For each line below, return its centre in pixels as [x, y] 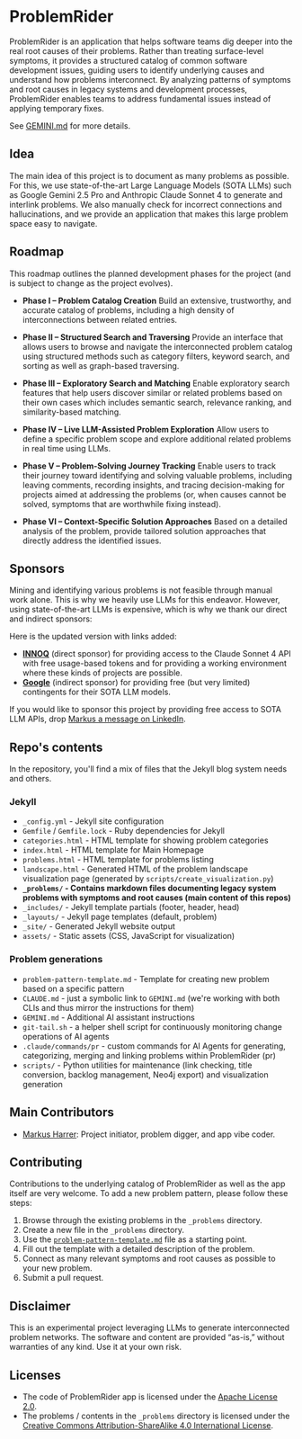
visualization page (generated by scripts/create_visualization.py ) [148, 879]
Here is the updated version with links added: [93, 637]
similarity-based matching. [71, 412]
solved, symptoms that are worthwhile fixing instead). [122, 504]
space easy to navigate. [53, 223]
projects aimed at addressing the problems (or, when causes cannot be [154, 494]
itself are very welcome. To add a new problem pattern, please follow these [149, 1193]
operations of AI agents [66, 1036]
